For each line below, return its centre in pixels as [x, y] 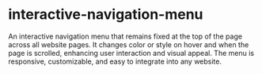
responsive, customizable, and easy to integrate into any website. [115, 61]
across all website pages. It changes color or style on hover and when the [129, 44]
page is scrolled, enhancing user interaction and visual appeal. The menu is [131, 53]
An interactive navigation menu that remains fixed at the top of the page [125, 36]
